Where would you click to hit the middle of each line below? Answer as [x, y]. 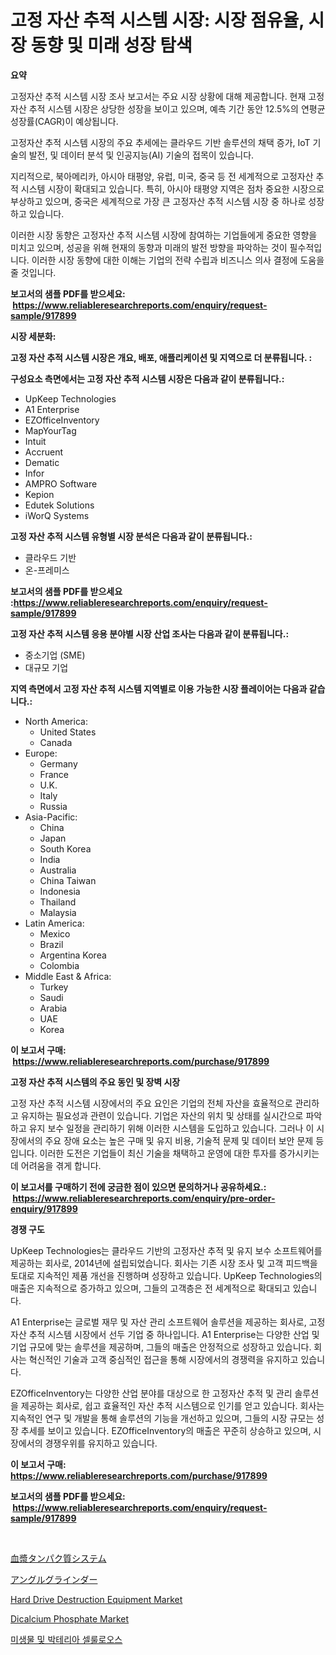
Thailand [58, 902]
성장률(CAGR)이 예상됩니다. [64, 121]
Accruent [44, 452]
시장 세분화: [33, 336]
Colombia [59, 965]
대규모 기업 [46, 667]
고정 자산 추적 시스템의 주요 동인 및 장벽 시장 [95, 1082]
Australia [58, 870]
